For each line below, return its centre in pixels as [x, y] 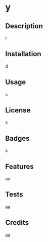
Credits [17, 223]
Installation [23, 54]
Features [19, 166]
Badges [17, 138]
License [18, 110]
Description [24, 26]
